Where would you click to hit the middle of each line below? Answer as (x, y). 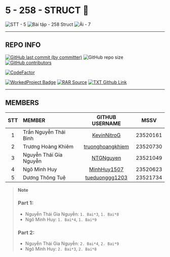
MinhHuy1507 (107, 169)
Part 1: (26, 203)
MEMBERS (22, 103)
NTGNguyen (107, 158)
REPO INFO (23, 45)
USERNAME (107, 123)
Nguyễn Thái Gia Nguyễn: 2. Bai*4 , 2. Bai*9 (72, 244)
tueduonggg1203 (107, 178)
